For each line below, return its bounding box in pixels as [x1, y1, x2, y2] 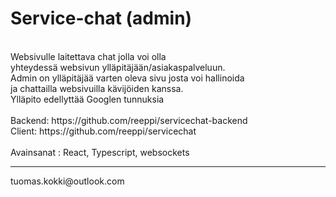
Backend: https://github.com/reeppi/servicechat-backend [10, 114, 248, 126]
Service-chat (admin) [10, 7, 193, 30]
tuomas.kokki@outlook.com [10, 175, 125, 187]
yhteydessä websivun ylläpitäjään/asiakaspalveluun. [10, 61, 226, 73]
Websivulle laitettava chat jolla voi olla [10, 50, 167, 62]
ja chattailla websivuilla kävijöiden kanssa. [10, 82, 184, 94]
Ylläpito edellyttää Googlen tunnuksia [10, 93, 165, 105]
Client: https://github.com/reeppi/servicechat [10, 125, 197, 137]
